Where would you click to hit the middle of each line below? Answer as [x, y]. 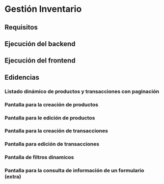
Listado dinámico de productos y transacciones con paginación [82, 91]
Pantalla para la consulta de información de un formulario [74, 171]
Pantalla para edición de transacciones [52, 144]
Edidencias [22, 77]
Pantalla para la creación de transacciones [56, 131]
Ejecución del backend [40, 44]
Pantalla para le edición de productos [50, 118]
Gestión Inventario [43, 9]
